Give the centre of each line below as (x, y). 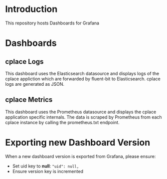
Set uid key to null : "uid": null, (46, 166)
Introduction (31, 9)
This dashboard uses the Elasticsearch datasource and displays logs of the (82, 73)
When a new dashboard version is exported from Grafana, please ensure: (81, 156)
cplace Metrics (29, 100)
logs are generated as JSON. (35, 84)
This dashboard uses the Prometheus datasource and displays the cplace (81, 112)
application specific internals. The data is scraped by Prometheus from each (83, 117)
